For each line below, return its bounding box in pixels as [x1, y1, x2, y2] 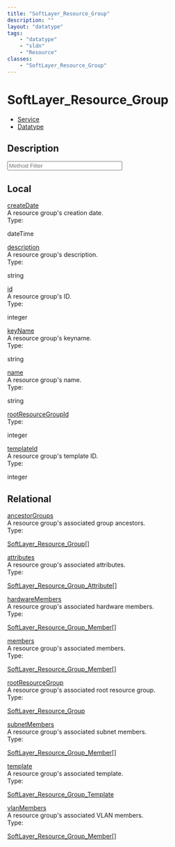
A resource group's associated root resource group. [7, 686, 156, 694]
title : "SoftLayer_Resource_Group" [7, 10, 110, 17]
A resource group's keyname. [7, 334, 92, 342]
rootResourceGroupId [7, 410, 69, 418]
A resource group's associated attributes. [7, 561, 126, 569]
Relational [7, 493, 52, 505]
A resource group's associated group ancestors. [7, 519, 146, 527]
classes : [7, 56, 33, 63]
